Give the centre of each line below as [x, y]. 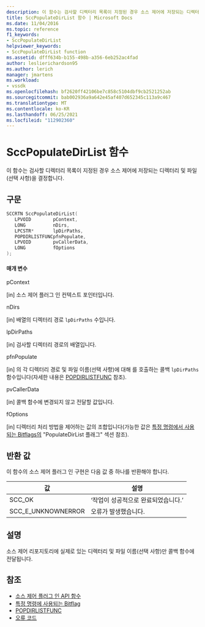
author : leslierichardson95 [42, 63]
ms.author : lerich [30, 69]
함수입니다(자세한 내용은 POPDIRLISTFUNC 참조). [67, 377]
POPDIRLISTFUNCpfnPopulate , [50, 236]
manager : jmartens [30, 75]
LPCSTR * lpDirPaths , [49, 231]
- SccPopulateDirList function [46, 52]
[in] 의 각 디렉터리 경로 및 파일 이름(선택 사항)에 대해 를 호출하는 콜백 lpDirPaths [102, 370]
